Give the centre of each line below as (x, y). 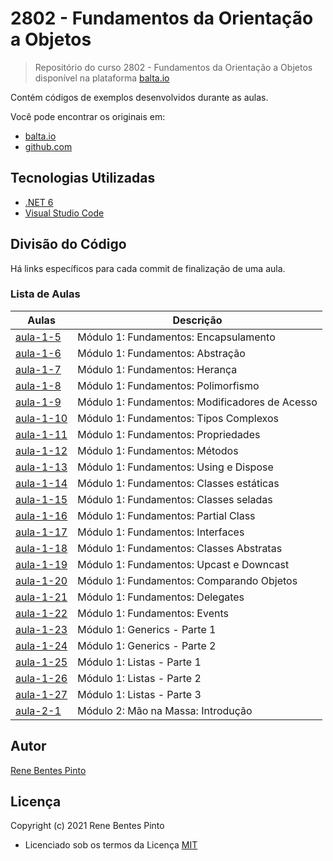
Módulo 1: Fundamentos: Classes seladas (175, 499)
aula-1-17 (41, 532)
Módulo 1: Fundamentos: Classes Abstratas (180, 548)
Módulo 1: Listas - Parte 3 (139, 694)
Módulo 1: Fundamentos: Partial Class (166, 515)
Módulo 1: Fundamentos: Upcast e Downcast (183, 564)
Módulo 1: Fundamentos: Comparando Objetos (187, 580)
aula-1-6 (38, 353)
